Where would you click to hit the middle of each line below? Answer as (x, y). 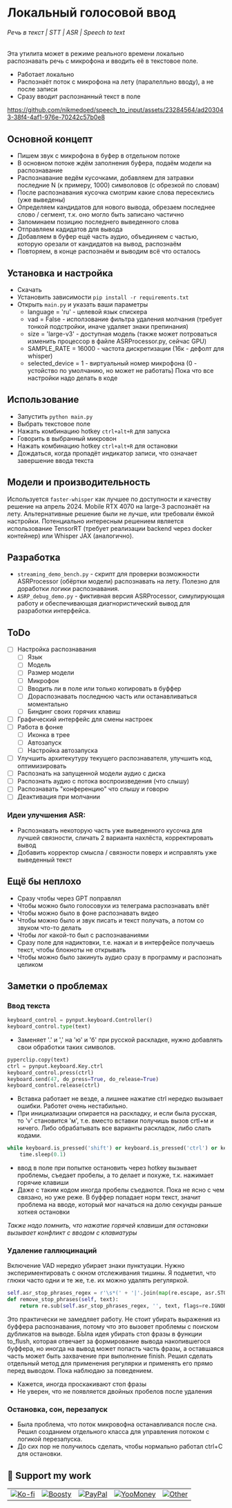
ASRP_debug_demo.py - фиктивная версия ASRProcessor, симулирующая (121, 596)
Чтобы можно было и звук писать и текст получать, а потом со (110, 920)
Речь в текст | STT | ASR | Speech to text (66, 32)
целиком (30, 964)
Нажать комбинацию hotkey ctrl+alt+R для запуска (94, 431)
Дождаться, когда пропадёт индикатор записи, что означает (107, 453)
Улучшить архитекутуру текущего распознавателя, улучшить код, (115, 758)
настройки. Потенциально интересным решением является (96, 521)
